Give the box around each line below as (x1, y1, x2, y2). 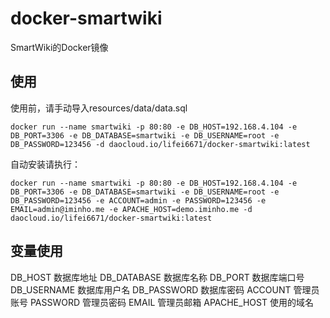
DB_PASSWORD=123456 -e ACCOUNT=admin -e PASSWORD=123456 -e (10, 195, 267, 206)
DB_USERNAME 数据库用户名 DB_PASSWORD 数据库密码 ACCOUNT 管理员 (10, 283, 320, 296)
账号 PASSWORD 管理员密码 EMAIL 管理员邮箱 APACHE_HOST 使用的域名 (10, 296, 314, 308)
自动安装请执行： (10, 158, 81, 170)
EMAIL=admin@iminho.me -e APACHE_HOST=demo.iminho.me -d (10, 204, 253, 214)
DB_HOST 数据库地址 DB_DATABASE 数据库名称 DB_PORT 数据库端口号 (10, 271, 305, 283)
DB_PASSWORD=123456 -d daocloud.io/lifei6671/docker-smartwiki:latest (10, 139, 311, 149)
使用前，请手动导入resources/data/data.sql (10, 102, 188, 114)
